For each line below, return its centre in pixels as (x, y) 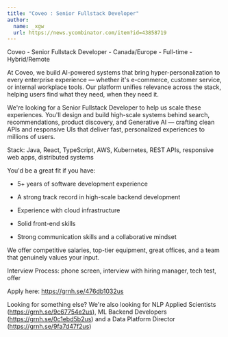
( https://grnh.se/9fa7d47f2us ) (49, 327)
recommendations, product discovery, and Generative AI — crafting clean (111, 122)
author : (18, 20)
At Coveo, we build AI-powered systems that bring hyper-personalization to (114, 73)
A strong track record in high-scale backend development (99, 197)
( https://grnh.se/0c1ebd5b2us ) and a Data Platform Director (91, 319)
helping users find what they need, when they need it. (83, 95)
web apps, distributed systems (50, 158)
